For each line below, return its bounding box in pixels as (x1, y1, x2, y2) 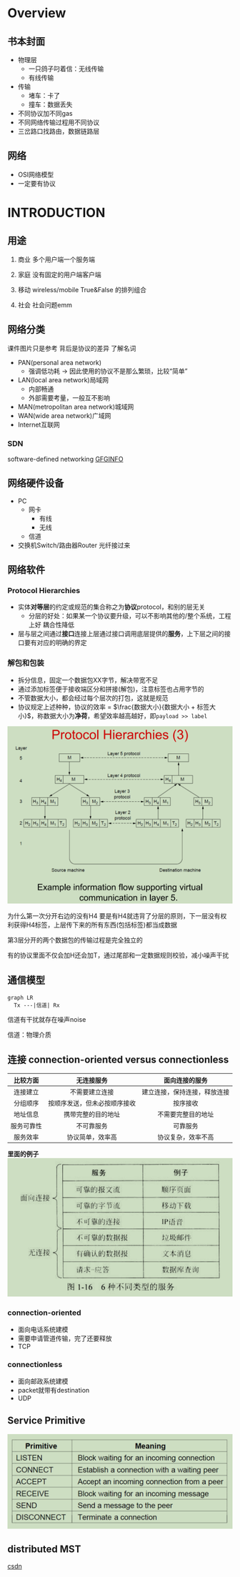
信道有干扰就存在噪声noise (7, 1015, 86, 1024)
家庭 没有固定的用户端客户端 (17, 270, 101, 279)
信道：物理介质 (7, 1030, 51, 1039)
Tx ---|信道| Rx (14, 1002, 60, 1009)
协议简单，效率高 (66, 1133, 117, 1141)
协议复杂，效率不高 (157, 1133, 214, 1141)
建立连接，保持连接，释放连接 (141, 1088, 230, 1096)
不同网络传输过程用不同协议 (17, 118, 100, 126)
